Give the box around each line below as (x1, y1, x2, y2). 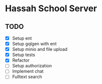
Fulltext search (12, 74, 42, 80)
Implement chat (12, 68, 44, 74)
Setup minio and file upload (12, 46, 67, 52)
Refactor (12, 57, 30, 63)
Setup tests (12, 52, 36, 58)
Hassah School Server (5, 3, 97, 14)
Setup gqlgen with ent (12, 41, 57, 47)
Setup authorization (12, 63, 52, 69)
